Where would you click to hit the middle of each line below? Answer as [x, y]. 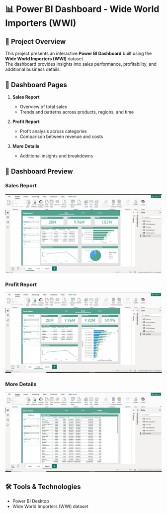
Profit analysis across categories [53, 131]
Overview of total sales [43, 107]
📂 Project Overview [36, 42]
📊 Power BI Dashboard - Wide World [82, 9]
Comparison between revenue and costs [61, 136]
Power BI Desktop [31, 501]
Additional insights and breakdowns [56, 156]
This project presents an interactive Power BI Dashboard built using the [79, 53]
